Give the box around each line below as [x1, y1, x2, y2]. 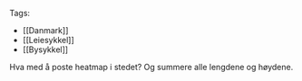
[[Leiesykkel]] [22, 35, 74, 45]
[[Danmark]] [22, 25, 69, 35]
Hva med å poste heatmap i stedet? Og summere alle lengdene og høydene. [9, 62, 294, 72]
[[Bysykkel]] [22, 44, 69, 55]
